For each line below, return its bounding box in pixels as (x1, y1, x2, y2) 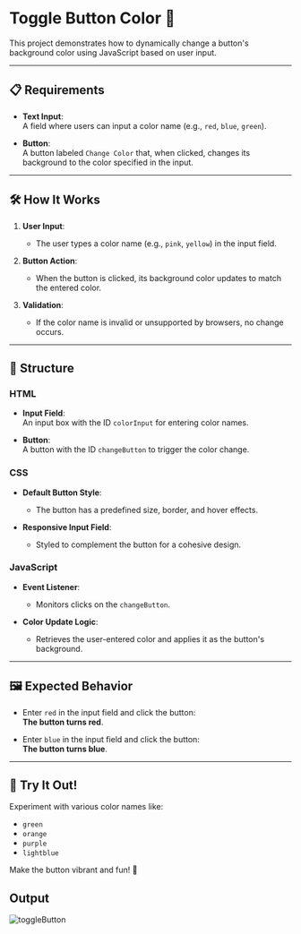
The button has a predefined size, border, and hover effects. (35, 504, 258, 515)
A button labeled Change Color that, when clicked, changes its (21, 147, 251, 158)
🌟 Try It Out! (9, 778, 78, 793)
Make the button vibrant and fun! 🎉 (9, 864, 138, 876)
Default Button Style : (21, 487, 102, 498)
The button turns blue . (21, 743, 107, 754)
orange (21, 830, 47, 839)
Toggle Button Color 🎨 (9, 8, 176, 29)
